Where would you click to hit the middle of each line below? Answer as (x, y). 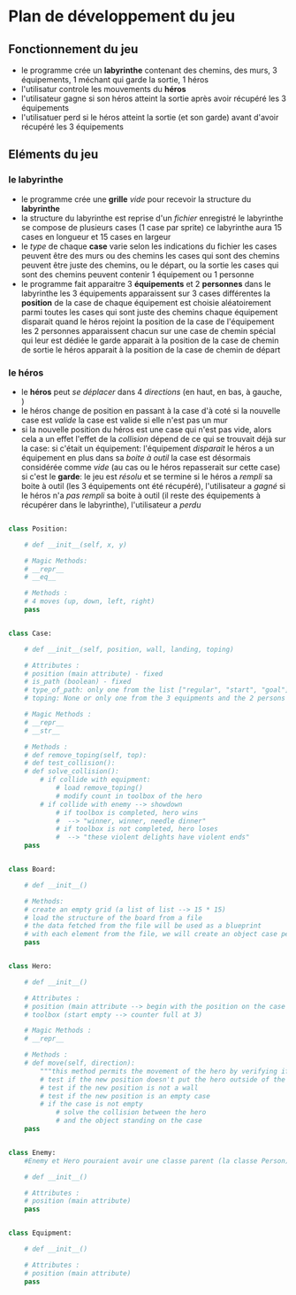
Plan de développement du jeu (122, 16)
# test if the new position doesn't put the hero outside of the (163, 1079)
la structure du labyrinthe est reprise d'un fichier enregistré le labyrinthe (152, 218)
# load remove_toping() (99, 788)
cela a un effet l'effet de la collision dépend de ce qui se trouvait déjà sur (153, 438)
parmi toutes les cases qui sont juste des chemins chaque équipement (149, 312)
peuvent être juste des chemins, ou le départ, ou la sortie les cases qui (150, 265)
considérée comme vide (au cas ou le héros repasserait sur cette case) (151, 467)
